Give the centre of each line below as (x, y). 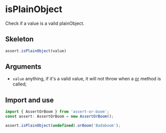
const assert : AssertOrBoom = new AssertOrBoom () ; (60, 117)
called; (19, 84)
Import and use (30, 100)
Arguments (23, 67)
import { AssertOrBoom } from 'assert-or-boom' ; (57, 112)
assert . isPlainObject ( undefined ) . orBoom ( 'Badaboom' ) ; (63, 125)
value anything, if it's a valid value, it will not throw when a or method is (87, 79)
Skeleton (19, 39)
